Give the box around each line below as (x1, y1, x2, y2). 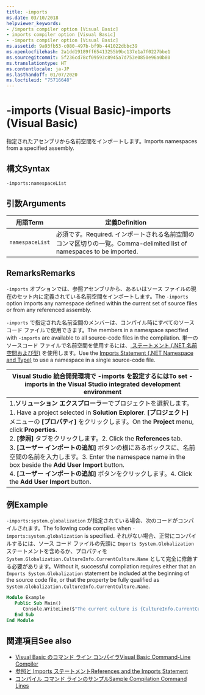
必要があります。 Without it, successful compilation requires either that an (11, 563, 196, 570)
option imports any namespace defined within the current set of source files (6, 299, 198, 307)
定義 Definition (105, 218, 147, 226)
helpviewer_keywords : (6, 20, 62, 26)
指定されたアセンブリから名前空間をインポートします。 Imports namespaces (6, 138, 198, 145)
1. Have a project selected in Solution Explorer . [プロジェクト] (9, 408, 189, 417)
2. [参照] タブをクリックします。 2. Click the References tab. (9, 434, 182, 442)
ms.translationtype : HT (6, 60, 67, 66)
